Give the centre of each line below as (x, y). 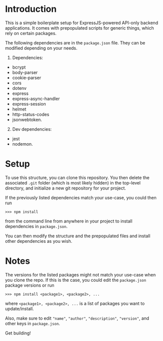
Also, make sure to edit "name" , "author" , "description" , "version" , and (77, 318)
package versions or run (30, 285)
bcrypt (19, 67)
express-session (29, 104)
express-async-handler (36, 98)
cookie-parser (27, 77)
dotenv (19, 88)
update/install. (20, 308)
